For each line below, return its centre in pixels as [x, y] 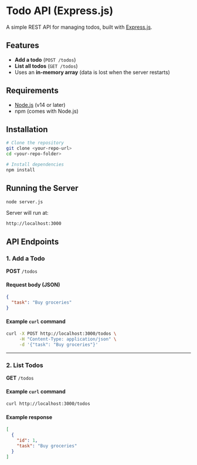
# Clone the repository [35, 143]
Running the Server [42, 188]
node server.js [25, 202]
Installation [27, 129]
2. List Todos [25, 365]
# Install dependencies [35, 164]
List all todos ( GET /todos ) [46, 66]
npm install [21, 170]
